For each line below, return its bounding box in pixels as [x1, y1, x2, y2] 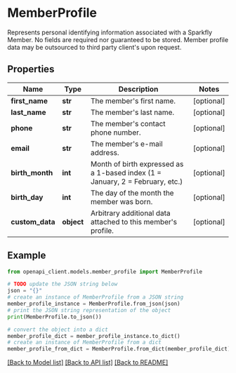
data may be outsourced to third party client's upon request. [7, 43, 182, 51]
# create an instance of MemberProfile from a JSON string [7, 294, 184, 301]
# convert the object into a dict [7, 326, 109, 333]
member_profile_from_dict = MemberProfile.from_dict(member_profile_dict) [7, 346, 231, 353]
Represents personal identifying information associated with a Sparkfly [7, 28, 213, 36]
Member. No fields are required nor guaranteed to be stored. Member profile [7, 35, 229, 43]
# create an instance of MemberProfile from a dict [7, 339, 162, 346]
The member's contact [90, 118, 166, 128]
